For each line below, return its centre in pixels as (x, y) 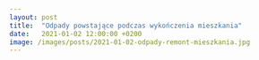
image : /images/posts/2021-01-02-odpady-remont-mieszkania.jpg (130, 42)
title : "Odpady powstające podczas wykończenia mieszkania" (126, 26)
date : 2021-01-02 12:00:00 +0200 (76, 34)
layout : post (34, 17)
